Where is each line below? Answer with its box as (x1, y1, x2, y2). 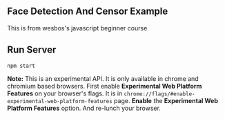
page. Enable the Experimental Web (113, 96, 219, 104)
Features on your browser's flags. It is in (7, 89, 123, 98)
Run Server (7, 44, 57, 56)
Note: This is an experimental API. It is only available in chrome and (7, 74, 199, 82)
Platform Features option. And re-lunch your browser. (7, 104, 161, 112)
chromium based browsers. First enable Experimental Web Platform (7, 82, 202, 90)
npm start (7, 62, 36, 69)
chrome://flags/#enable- (124, 90, 195, 98)
